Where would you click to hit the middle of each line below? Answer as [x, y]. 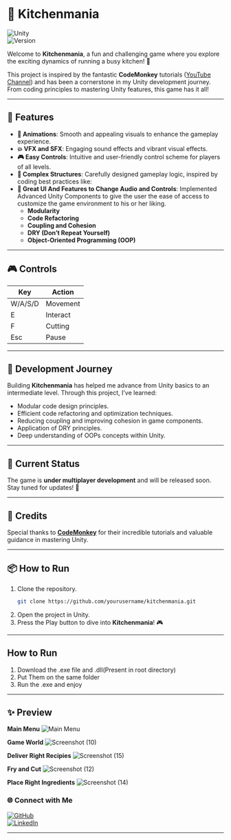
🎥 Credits [27, 516]
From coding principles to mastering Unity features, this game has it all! [108, 89]
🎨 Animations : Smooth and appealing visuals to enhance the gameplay [118, 134]
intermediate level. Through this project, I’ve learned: [82, 393]
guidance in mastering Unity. [48, 540]
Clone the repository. [47, 588]
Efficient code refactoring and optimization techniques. [95, 414]
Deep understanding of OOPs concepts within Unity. [91, 436]
